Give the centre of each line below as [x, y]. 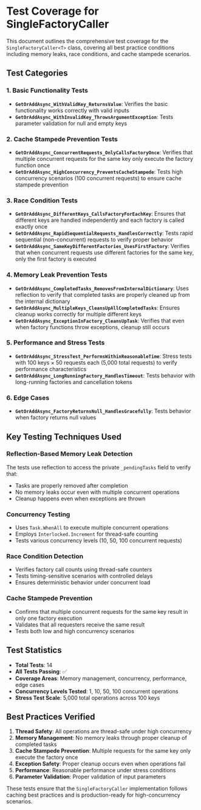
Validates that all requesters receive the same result [80, 624]
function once [32, 165]
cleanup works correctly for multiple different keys [78, 314]
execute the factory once [46, 758]
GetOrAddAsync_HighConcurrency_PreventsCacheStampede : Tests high [99, 171]
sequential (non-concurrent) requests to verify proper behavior [94, 240]
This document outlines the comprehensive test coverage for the [87, 41]
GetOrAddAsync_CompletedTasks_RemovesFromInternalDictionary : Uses [102, 288]
